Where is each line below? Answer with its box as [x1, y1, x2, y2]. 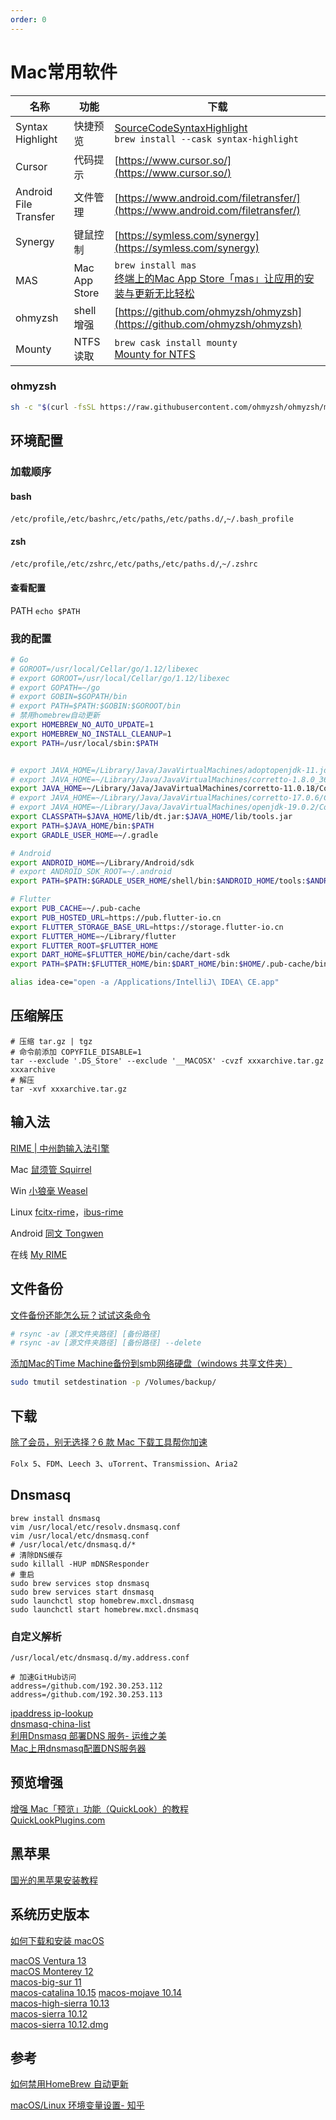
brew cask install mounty [114, 337, 238, 348]
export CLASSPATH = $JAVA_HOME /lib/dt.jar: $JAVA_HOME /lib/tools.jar [10, 812, 293, 822]
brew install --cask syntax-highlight [114, 133, 300, 145]
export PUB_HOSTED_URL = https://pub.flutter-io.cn [10, 912, 222, 923]
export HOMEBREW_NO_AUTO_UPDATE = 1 [10, 720, 155, 730]
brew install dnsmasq [10, 1513, 101, 1523]
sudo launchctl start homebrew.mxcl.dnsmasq [10, 1604, 199, 1615]
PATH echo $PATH [10, 604, 81, 616]
